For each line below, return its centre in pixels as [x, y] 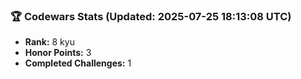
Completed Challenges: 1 [78, 63]
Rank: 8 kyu [49, 42]
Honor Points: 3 [58, 53]
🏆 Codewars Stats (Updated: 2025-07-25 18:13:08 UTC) [151, 16]
